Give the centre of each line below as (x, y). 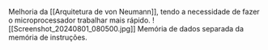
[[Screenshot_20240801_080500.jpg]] (72, 29)
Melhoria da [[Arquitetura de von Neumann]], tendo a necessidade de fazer (134, 12)
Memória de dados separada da (191, 29)
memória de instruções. (48, 37)
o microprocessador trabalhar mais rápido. (80, 20)
